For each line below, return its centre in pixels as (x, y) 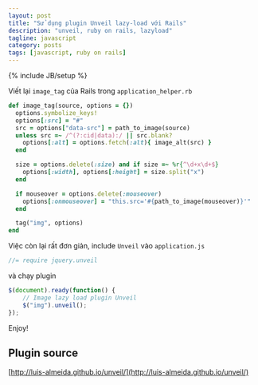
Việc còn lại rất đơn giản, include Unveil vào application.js (107, 246)
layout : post (30, 16)
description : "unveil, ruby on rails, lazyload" (90, 30)
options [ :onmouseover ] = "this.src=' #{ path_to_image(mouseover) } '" (137, 201)
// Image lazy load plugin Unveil (80, 298)
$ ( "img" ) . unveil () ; (55, 305)
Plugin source (43, 353)
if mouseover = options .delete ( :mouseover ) (88, 194)
